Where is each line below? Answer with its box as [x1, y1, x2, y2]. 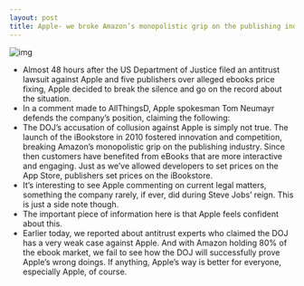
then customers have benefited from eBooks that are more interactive [22, 150, 283, 161]
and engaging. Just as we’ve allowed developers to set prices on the [22, 160, 279, 171]
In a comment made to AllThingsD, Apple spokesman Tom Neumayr [22, 102, 275, 113]
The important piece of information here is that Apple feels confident [22, 208, 279, 219]
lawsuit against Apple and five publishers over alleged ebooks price [22, 73, 276, 84]
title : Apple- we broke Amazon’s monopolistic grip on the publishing [9, 22, 281, 31]
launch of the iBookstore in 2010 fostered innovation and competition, [22, 131, 282, 142]
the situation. [22, 92, 71, 104]
